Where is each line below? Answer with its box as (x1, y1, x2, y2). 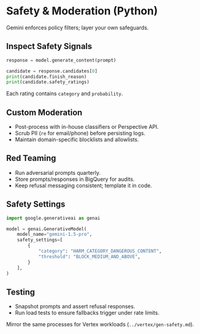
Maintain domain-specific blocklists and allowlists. (14, 136, 140, 143)
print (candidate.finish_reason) (6, 74, 87, 80)
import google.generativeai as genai (6, 215, 101, 221)
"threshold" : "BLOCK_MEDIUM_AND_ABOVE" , (38, 253, 141, 260)
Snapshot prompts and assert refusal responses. (14, 303, 136, 310)
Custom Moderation (6, 107, 83, 117)
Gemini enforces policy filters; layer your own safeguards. (6, 24, 149, 31)
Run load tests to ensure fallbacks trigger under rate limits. (14, 309, 160, 317)
